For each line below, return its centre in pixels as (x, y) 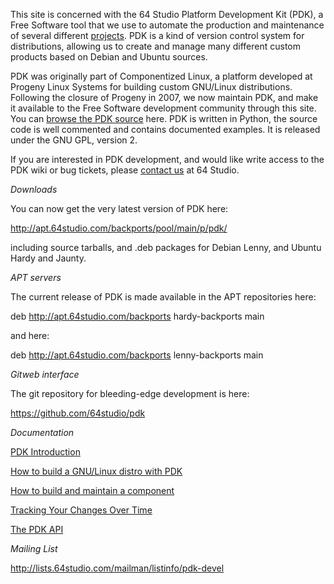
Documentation (42, 432)
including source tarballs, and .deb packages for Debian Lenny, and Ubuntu (166, 247)
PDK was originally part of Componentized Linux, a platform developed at (161, 76)
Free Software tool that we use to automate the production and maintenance (167, 25)
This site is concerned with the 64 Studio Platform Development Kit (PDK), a (167, 14)
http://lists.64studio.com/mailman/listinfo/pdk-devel (117, 568)
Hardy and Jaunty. (48, 258)
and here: (30, 335)
